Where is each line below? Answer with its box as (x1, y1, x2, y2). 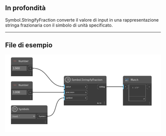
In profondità (5, 4, 46, 12)
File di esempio (5, 41, 53, 50)
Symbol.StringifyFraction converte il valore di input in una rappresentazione (5, 17, 159, 23)
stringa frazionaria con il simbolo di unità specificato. (5, 22, 113, 28)
